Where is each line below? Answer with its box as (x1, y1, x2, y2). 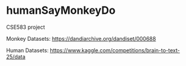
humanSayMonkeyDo (6, 4, 115, 17)
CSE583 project (6, 23, 45, 31)
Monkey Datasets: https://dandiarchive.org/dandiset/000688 (6, 35, 157, 42)
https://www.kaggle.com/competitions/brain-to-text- (50, 46, 181, 54)
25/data (6, 53, 26, 60)
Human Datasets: (6, 46, 49, 54)
